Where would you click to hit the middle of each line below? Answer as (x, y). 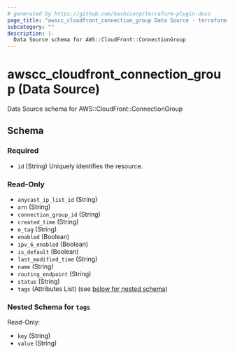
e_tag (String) (37, 229)
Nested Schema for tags (49, 307)
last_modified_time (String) (57, 259)
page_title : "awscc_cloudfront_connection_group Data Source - (101, 20)
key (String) (34, 336)
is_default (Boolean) (48, 252)
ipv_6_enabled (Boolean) (53, 244)
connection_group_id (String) (59, 215)
